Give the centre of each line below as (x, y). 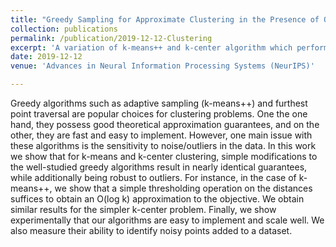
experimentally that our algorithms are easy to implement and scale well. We (167, 220)
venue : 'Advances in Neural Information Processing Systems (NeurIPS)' (162, 66)
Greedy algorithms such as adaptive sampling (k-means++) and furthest (159, 103)
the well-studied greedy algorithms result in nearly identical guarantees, (159, 167)
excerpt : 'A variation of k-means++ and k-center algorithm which (151, 47)
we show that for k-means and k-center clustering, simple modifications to (164, 156)
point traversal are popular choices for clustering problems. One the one (159, 114)
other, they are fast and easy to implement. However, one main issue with (161, 135)
